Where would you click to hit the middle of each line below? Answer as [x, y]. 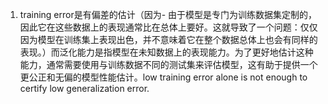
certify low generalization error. [84, 88]
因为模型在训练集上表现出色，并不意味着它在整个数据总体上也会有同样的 [168, 39]
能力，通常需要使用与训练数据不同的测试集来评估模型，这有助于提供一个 [168, 64]
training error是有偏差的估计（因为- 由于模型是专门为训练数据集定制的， [168, 14]
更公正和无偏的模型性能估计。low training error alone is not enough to [163, 77]
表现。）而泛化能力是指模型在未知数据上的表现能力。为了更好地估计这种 [166, 52]
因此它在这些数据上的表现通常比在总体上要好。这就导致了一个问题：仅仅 [168, 27]
